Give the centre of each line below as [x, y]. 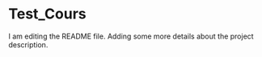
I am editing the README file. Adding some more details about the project [131, 36]
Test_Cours [47, 14]
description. [28, 44]
